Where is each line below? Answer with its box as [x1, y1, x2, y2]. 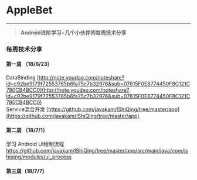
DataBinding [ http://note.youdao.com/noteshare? [6, 74, 125, 81]
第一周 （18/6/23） [6, 61, 53, 68]
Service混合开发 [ [6, 106, 49, 113]
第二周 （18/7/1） [6, 126, 48, 133]
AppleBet [6, 4, 53, 17]
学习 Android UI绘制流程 [6, 141, 64, 148]
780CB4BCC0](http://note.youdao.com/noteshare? [6, 86, 130, 94]
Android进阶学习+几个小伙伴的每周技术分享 [20, 29, 127, 36]
